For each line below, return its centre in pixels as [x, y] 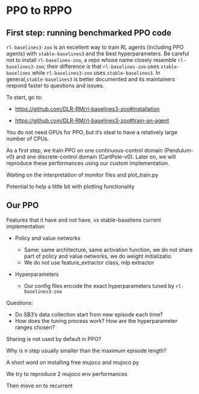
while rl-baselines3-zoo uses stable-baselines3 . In [96, 73]
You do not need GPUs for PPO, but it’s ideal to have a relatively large [92, 132]
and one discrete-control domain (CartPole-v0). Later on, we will [96, 157]
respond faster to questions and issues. [55, 86]
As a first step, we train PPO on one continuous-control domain [85, 150]
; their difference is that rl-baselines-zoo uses [102, 66]
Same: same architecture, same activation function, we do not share [108, 249]
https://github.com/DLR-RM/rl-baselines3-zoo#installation [87, 109]
